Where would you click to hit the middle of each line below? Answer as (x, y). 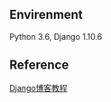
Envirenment (46, 15)
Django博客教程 (38, 88)
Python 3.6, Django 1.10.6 (56, 36)
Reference (39, 65)
